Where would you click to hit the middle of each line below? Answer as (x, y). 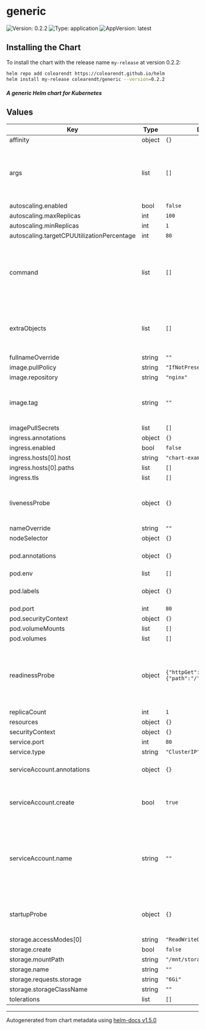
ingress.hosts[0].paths (42, 468)
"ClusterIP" (183, 752)
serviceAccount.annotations (50, 769)
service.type (27, 752)
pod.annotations (33, 556)
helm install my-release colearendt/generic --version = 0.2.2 (86, 79)
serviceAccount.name (41, 858)
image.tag (24, 403)
